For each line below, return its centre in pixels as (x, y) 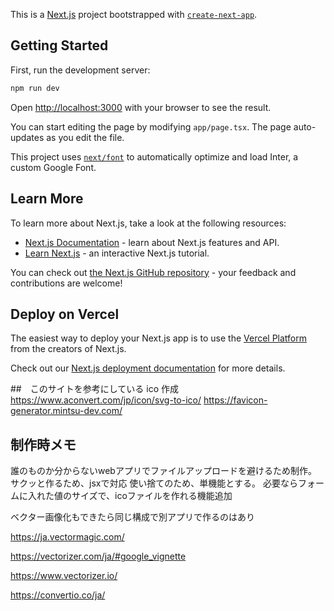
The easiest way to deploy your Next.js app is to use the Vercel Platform (159, 338)
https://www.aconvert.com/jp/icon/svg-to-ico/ (106, 400)
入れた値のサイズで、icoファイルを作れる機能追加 (130, 496)
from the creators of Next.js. (68, 349)
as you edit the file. (85, 137)
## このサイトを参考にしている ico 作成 (94, 389)
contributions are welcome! (66, 283)
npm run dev (35, 88)
